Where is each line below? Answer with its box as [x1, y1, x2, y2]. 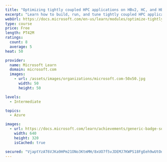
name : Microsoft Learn [9, 63, 57, 68]
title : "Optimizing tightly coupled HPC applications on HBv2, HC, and [5, 7, 157, 12]
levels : [5, 94, 21, 99]
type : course [5, 21, 32, 26]
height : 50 [18, 85, 41, 90]
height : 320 [14, 135, 39, 141]
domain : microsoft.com [9, 67, 57, 72]
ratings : [5, 35, 23, 40]
